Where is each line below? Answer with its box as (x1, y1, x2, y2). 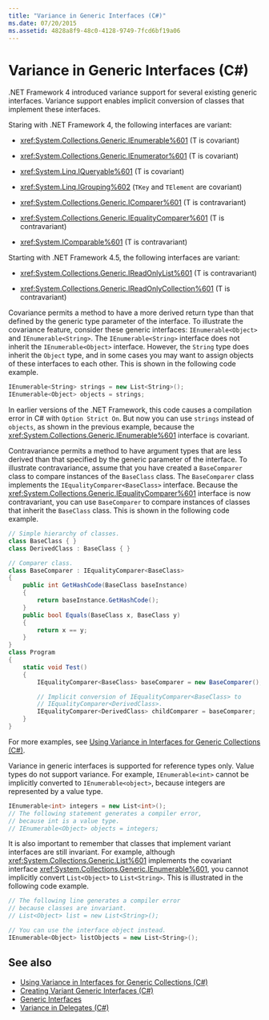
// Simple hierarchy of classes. (8, 530, 120, 538)
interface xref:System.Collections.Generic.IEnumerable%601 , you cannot (8, 865, 249, 874)
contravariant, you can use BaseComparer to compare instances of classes (8, 498, 251, 507)
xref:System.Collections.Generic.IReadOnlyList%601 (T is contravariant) (19, 268, 258, 278)
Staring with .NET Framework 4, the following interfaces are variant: (8, 120, 232, 130)
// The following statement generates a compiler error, (8, 809, 203, 817)
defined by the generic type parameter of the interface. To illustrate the (8, 316, 244, 326)
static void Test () (22, 663, 88, 671)
